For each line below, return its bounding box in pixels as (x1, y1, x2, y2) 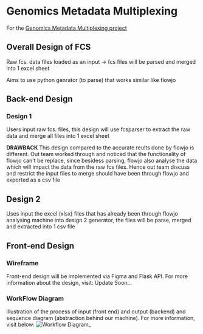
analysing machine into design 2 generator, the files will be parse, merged (6, 217, 191, 224)
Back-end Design (6, 94, 73, 104)
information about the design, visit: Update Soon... (6, 279, 132, 286)
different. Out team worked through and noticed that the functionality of (6, 151, 186, 158)
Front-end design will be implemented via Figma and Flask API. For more (6, 272, 188, 280)
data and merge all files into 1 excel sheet (6, 132, 110, 140)
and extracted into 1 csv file (6, 223, 75, 230)
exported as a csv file (6, 176, 61, 183)
